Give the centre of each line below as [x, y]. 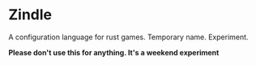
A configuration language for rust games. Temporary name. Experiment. [128, 37]
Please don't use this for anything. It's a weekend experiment [114, 52]
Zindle [30, 15]
